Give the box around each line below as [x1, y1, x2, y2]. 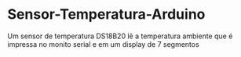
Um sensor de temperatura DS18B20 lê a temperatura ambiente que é [7, 31, 233, 41]
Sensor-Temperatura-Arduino [7, 5, 206, 23]
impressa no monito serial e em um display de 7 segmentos [7, 39, 199, 48]
